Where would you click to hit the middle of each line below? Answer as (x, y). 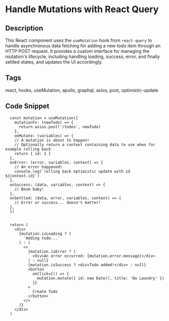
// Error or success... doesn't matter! (58, 202)
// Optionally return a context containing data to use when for (85, 144)
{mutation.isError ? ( (52, 251)
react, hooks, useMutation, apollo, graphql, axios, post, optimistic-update (82, 90)
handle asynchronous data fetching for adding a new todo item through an (83, 46)
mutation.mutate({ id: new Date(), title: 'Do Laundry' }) (101, 278)
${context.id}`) (22, 176)
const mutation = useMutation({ (44, 118)
